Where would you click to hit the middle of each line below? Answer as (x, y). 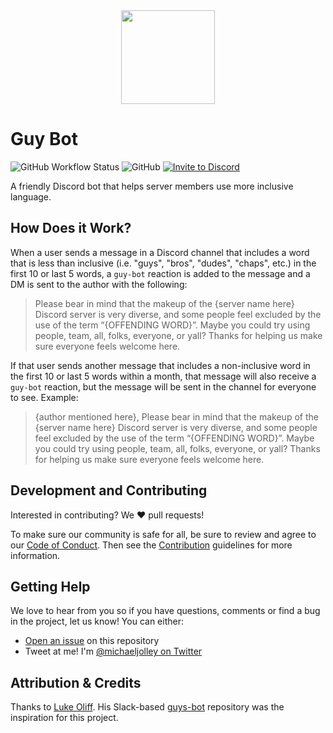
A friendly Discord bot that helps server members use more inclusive (152, 186)
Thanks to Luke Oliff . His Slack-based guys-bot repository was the (147, 707)
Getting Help (50, 586)
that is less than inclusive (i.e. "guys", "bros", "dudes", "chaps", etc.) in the (163, 263)
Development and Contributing (109, 490)
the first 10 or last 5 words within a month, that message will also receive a (163, 376)
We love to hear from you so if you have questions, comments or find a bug (165, 611)
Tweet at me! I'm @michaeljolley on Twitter (113, 651)
